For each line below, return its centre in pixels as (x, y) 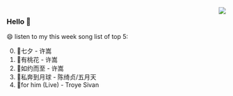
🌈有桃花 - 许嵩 (37, 60)
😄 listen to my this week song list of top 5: (67, 37)
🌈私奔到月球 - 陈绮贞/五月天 (56, 77)
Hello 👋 (19, 22)
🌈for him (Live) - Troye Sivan (58, 85)
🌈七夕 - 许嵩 (34, 51)
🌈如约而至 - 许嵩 (40, 68)
